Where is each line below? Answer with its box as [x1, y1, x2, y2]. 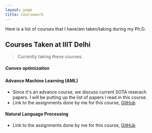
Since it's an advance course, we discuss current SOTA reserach [12, 89, 147, 95]
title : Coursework [5, 12, 44, 17]
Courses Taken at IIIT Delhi [5, 40, 91, 49]
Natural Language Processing [5, 111, 69, 117]
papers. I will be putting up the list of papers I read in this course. [12, 94, 147, 100]
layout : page [5, 7, 33, 13]
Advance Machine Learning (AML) [5, 78, 79, 84]
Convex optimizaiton [5, 65, 50, 71]
